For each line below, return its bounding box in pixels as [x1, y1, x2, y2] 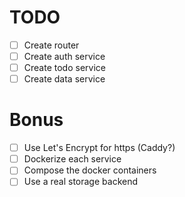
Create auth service [23, 51, 106, 62]
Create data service [23, 73, 106, 85]
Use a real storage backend [23, 176, 139, 188]
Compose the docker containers [23, 164, 157, 176]
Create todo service [23, 62, 106, 74]
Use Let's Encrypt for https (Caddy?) [23, 142, 176, 154]
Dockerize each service [23, 153, 122, 165]
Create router [23, 39, 80, 51]
